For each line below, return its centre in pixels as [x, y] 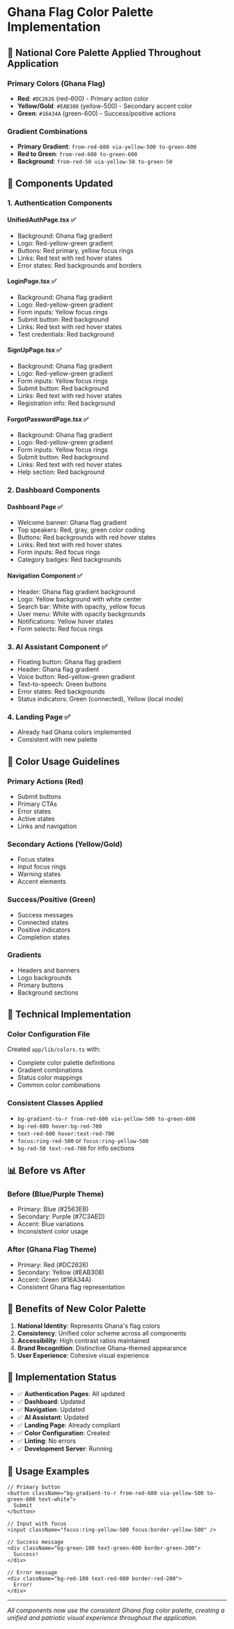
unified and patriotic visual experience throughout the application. [102, 1618]
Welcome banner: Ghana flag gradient [72, 523]
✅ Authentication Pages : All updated [71, 1394]
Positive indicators [44, 930]
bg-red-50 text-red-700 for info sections [76, 1148]
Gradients [24, 955]
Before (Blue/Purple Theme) [56, 1194]
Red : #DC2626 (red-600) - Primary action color [83, 98]
